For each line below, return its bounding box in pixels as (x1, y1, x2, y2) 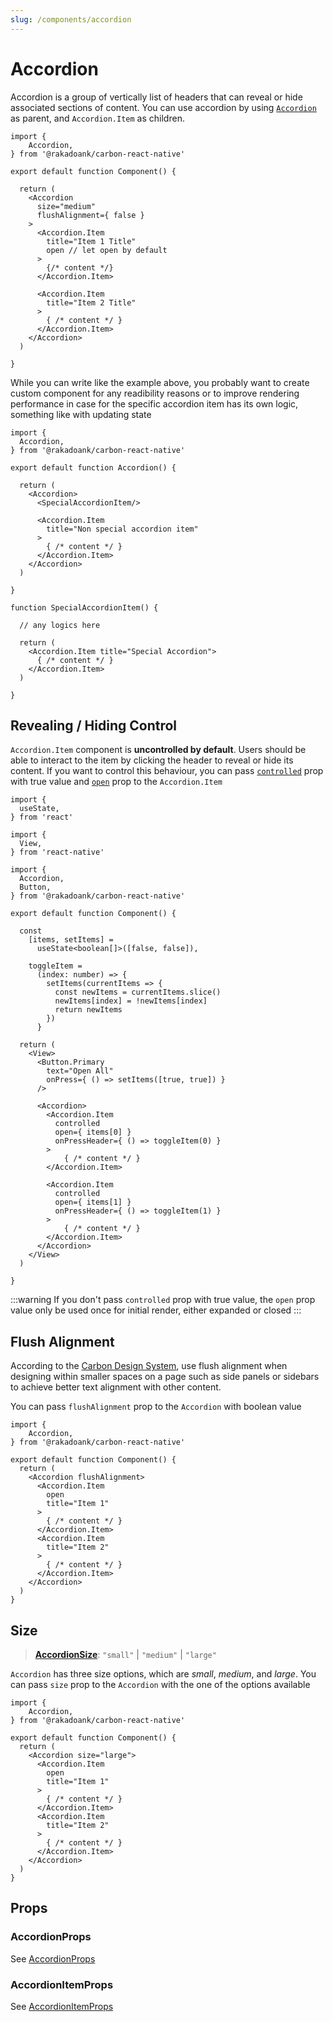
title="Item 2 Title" (46, 297, 137, 308)
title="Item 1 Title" (46, 236, 137, 246)
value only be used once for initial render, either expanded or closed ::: (10, 1304, 302, 1316)
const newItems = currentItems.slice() (54, 987, 222, 998)
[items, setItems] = (28, 935, 114, 945)
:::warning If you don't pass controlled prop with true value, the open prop (10, 1294, 316, 1306)
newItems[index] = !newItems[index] (54, 996, 208, 1006)
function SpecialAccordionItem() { (10, 602, 159, 613)
